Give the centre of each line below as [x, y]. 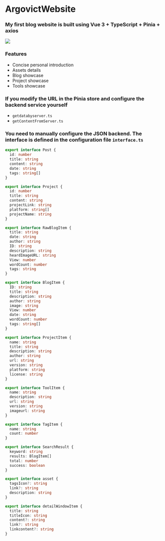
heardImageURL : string [33, 255]
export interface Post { [31, 150]
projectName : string [31, 214]
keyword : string [26, 451]
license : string [26, 374]
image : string [24, 306]
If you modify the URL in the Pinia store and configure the [75, 98]
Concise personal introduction [43, 65]
